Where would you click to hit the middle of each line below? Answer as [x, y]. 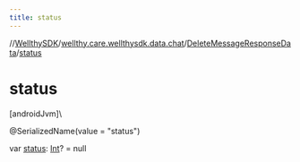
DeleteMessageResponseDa [239, 43]
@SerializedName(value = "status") [75, 131]
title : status [36, 17]
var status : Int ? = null [48, 148]
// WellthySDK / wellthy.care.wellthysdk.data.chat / [99, 43]
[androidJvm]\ [36, 114]
